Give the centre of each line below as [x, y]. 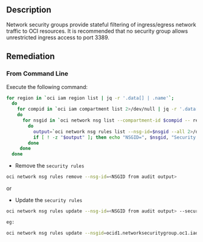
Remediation [31, 57]
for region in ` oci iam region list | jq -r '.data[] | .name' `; [90, 98]
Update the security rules [49, 200]
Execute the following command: [47, 87]
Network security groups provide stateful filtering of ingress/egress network [101, 24]
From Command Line [37, 74]
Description [29, 10]
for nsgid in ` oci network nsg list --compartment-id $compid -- [106, 120]
